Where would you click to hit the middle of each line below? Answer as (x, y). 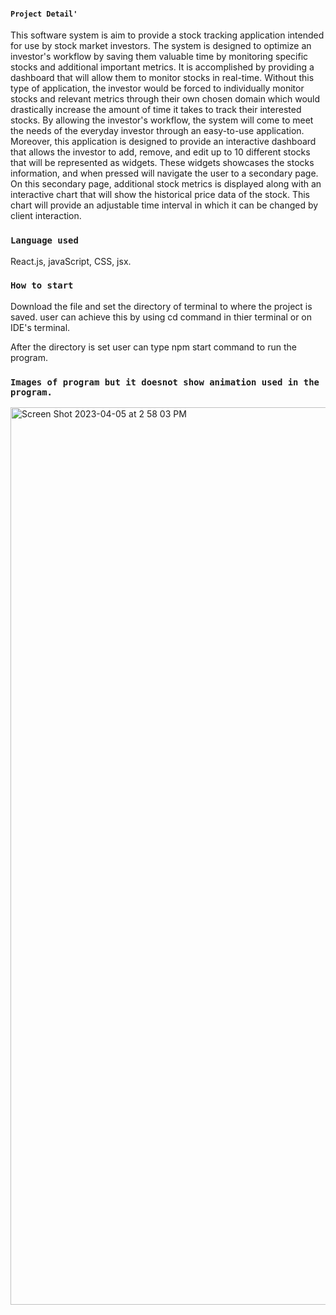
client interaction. (46, 216)
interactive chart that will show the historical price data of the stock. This (160, 195)
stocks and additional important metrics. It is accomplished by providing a (162, 67)
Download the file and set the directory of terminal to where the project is (161, 306)
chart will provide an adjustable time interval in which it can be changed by (164, 205)
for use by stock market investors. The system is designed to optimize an (161, 46)
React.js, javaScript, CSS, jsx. (71, 261)
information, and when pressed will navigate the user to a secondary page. (164, 173)
